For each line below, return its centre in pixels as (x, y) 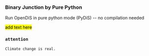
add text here (19, 27)
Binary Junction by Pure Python (44, 7)
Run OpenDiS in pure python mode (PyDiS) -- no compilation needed (75, 18)
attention (17, 39)
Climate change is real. (30, 49)
